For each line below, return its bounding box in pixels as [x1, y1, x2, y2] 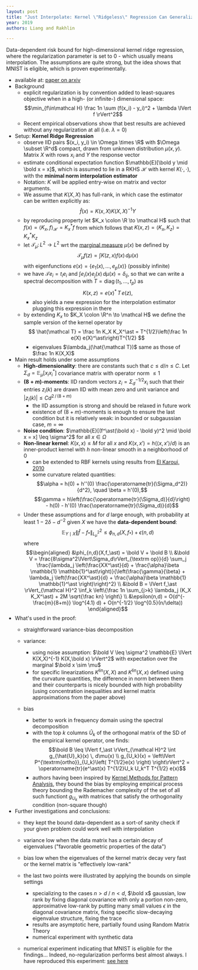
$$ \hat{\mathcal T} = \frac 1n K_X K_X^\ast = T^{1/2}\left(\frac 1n [28, 328, 187, 335]
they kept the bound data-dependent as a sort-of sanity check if [23, 819, 180, 826]
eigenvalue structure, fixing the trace [32, 915, 122, 922]
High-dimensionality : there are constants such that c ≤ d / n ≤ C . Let [23, 362, 190, 369]
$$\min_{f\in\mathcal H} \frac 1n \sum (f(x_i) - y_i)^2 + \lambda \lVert [24, 104, 192, 112]
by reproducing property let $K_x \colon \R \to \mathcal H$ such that [23, 216, 191, 224]
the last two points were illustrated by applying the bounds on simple [23, 872, 191, 879]
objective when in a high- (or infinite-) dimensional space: [23, 95, 164, 103]
